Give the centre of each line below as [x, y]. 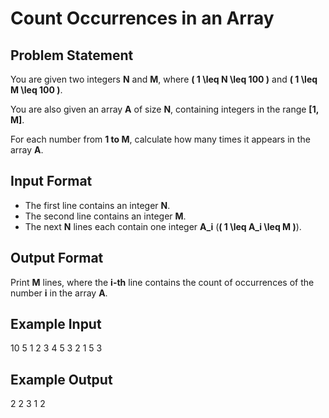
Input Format [51, 181]
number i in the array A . [59, 293]
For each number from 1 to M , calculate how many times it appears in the [160, 139]
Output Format [57, 258]
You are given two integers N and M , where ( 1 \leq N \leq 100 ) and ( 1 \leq [164, 79]
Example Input [56, 324]
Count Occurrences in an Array [142, 18]
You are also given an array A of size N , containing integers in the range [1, [164, 109]
